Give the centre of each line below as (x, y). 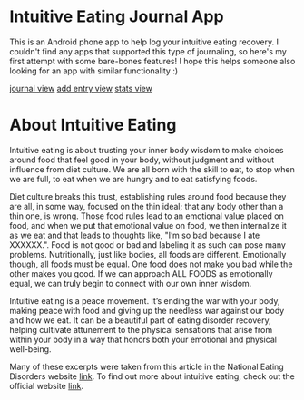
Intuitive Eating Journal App (117, 17)
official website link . (47, 385)
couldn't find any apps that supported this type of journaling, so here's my (148, 51)
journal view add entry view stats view (81, 88)
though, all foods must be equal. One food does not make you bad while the (151, 264)
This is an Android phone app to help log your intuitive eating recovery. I (144, 42)
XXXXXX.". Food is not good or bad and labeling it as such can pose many (147, 244)
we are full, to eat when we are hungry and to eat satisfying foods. (133, 179)
